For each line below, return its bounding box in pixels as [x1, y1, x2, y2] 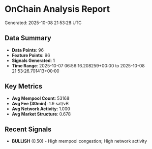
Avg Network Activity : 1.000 [11, 106, 70, 112]
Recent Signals [4, 125, 52, 133]
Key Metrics [4, 82, 43, 90]
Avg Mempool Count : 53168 [11, 95, 70, 101]
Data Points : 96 [11, 47, 44, 53]
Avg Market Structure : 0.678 [11, 111, 71, 117]
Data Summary [4, 34, 52, 42]
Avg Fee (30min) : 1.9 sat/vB [11, 100, 69, 106]
